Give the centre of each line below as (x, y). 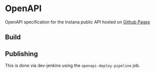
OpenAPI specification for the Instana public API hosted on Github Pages (77, 22)
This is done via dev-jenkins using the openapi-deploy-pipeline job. (73, 66)
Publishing (22, 54)
